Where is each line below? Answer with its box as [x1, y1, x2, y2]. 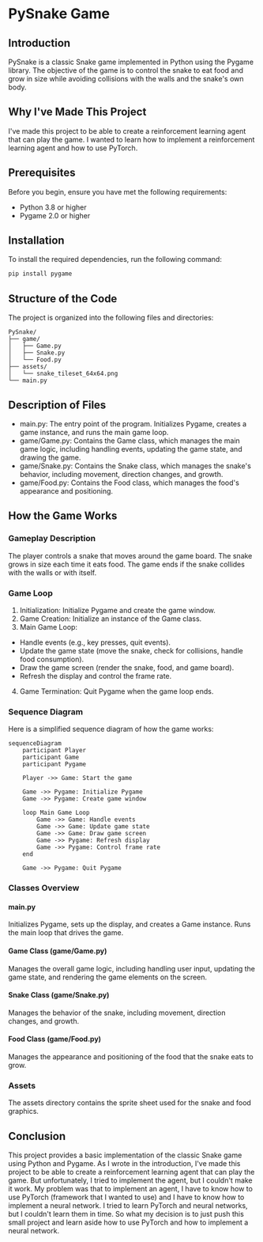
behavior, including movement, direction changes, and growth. [19, 469, 224, 479]
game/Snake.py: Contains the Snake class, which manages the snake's [19, 460, 251, 471]
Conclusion [8, 1129, 66, 1143]
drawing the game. [19, 452, 81, 462]
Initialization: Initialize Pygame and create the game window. [19, 605, 216, 615]
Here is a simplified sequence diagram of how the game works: [8, 725, 214, 734]
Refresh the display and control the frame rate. [19, 671, 172, 680]
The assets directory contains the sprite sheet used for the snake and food [8, 1098, 251, 1108]
